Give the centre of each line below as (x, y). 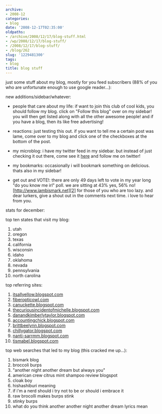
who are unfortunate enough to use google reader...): (59, 87)
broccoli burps (27, 365)
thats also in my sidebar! (37, 171)
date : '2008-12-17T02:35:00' (35, 28)
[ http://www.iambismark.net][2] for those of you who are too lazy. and (83, 190)
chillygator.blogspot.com (37, 331)
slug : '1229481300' (25, 55)
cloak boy (22, 380)
